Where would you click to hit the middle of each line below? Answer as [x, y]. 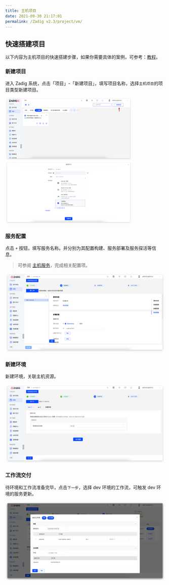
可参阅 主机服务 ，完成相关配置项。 [54, 265]
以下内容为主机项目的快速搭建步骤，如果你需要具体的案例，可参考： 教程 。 [83, 57]
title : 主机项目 [21, 11]
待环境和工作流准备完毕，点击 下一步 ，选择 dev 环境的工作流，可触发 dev [80, 487]
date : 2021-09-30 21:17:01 [34, 16]
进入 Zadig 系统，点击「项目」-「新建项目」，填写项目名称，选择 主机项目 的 [82, 83]
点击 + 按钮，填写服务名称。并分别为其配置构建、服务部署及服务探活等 [79, 248]
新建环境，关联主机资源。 [32, 376]
